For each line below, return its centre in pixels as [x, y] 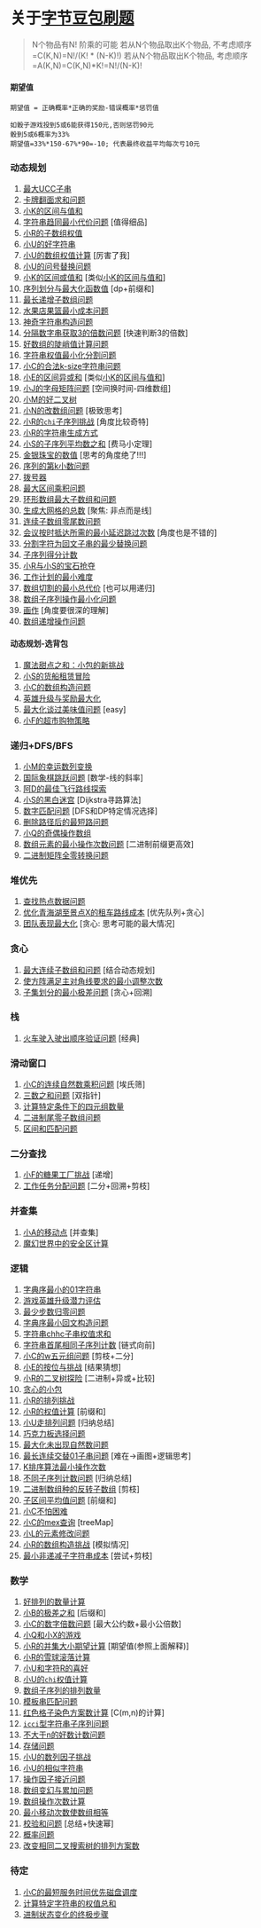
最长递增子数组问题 [58, 300]
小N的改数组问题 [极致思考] [73, 411]
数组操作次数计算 [54, 1801]
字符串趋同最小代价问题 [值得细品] [85, 222]
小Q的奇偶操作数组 [57, 833]
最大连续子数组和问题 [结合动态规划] [89, 970]
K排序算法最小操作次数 [65, 1467]
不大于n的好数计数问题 [64, 1735]
